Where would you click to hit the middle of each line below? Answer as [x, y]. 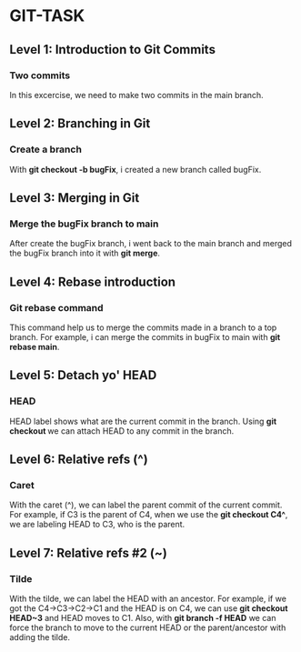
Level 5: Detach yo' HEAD [83, 375]
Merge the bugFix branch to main [84, 224]
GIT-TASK [47, 16]
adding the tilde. [40, 637]
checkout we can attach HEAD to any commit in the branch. [122, 431]
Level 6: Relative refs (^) [79, 460]
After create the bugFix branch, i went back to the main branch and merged [151, 244]
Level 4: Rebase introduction [92, 281]
